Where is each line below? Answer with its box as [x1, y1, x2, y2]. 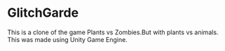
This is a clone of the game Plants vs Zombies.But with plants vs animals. [7, 28, 219, 36]
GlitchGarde [7, 5, 79, 21]
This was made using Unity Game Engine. [7, 35, 128, 43]
